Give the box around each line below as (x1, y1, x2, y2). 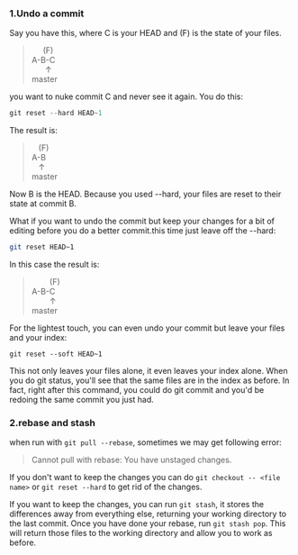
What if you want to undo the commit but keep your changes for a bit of (9, 215, 275, 227)
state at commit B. (9, 198, 77, 209)
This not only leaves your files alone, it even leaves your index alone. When (9, 366, 288, 377)
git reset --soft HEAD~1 (9, 350, 103, 359)
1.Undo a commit (9, 7, 85, 20)
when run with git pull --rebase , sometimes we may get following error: (9, 437, 282, 448)
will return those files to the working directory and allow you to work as (9, 528, 273, 539)
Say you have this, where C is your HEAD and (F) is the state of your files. (9, 28, 282, 39)
